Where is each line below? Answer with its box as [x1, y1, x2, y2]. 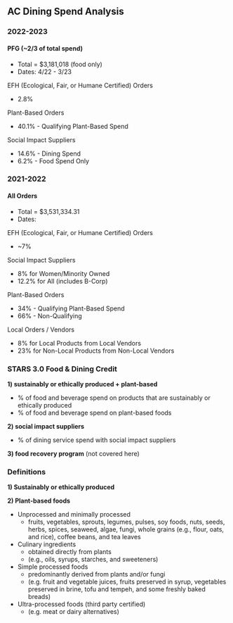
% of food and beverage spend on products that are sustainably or [17, 394, 211, 402]
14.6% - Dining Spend [17, 149, 81, 158]
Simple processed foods [17, 562, 88, 571]
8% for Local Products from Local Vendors [17, 339, 142, 347]
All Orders [7, 191, 38, 200]
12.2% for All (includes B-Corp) [17, 277, 108, 285]
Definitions [7, 467, 46, 477]
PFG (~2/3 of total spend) [7, 44, 83, 52]
